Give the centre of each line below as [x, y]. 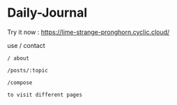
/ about [18, 58]
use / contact [26, 45]
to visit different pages [45, 95]
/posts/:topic [28, 70]
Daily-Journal [47, 13]
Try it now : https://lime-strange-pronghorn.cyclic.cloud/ [88, 32]
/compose [20, 82]
